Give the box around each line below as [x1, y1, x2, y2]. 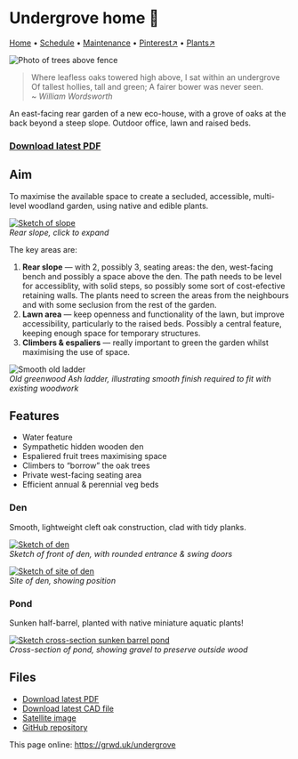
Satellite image [21, 712, 77, 723]
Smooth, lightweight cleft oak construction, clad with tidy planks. [9, 521, 247, 532]
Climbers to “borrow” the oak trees [21, 460, 150, 471]
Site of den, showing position [9, 575, 117, 585]
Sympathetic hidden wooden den [21, 441, 144, 452]
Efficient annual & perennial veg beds [21, 480, 159, 490]
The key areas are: [9, 244, 77, 254]
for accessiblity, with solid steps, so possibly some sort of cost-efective [21, 280, 286, 291]
